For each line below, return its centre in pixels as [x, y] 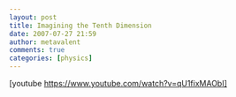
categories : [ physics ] [51, 58]
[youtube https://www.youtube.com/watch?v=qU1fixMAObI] [118, 83]
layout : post [33, 17]
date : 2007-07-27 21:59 [53, 34]
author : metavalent [45, 42]
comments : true [37, 50]
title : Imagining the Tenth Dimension [80, 26]
